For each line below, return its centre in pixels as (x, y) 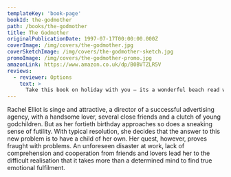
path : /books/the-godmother (47, 26)
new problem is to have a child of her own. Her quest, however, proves (107, 139)
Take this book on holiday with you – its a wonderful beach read (122, 90)
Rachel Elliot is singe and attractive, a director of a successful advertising (111, 110)
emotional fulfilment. (36, 168)
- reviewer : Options (43, 77)
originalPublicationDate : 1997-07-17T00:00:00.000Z (82, 39)
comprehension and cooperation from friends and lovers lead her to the (109, 153)
